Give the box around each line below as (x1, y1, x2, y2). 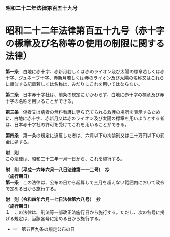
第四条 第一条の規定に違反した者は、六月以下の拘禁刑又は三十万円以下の (5, 132, 160, 138)
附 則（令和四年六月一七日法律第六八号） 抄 (5, 196, 101, 202)
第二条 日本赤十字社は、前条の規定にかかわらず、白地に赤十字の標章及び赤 (5, 91, 164, 97)
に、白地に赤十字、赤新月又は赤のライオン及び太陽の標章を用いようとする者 (5, 115, 164, 121)
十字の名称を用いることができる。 (5, 98, 76, 104)
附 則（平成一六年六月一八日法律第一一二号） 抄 (5, 166, 110, 173)
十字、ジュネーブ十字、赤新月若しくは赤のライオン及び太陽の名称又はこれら (5, 75, 164, 81)
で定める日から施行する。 (5, 185, 59, 191)
